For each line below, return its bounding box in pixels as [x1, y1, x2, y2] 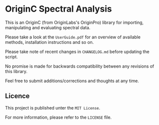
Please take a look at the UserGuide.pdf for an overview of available [5, 34, 140, 40]
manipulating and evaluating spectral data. [5, 24, 91, 30]
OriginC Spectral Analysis [5, 3, 112, 15]
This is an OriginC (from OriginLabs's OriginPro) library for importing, [5, 19, 144, 25]
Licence [5, 92, 30, 100]
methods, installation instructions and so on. [5, 39, 94, 45]
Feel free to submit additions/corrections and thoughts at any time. [5, 78, 139, 84]
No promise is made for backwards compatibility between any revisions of [5, 63, 155, 69]
